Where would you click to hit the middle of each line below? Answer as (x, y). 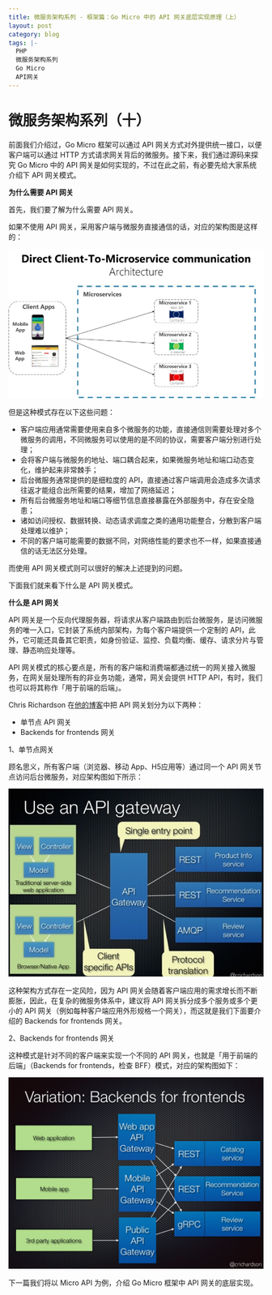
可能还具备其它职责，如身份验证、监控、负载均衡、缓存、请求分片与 (143, 639)
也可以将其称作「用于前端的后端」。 (67, 687)
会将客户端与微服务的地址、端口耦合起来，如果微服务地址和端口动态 (134, 459)
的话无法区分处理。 (59, 550)
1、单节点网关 (31, 749)
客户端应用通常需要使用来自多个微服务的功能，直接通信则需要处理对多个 (140, 429)
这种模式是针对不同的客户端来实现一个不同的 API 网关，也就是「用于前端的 (133, 1055)
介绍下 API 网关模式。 (45, 175)
